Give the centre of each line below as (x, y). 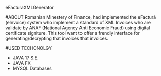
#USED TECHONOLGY (28, 48)
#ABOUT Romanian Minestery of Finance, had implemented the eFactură (81, 17)
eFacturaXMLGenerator (29, 7)
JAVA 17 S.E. (25, 58)
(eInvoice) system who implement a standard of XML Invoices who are (78, 22)
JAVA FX (22, 63)
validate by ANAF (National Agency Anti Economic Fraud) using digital (78, 28)
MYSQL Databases (32, 68)
